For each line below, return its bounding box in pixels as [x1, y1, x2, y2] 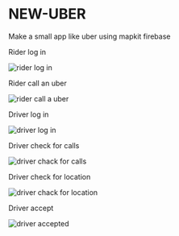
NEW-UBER [8, 5, 86, 23]
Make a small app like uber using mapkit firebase [8, 31, 171, 41]
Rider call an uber [8, 78, 67, 88]
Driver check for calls [8, 140, 80, 150]
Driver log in [8, 110, 49, 119]
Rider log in [8, 47, 47, 56]
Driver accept [8, 203, 54, 213]
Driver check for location [8, 172, 91, 181]
